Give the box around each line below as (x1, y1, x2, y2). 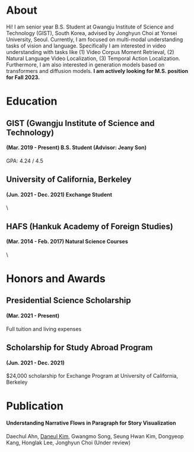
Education (6, 94, 58, 108)
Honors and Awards (6, 272, 106, 286)
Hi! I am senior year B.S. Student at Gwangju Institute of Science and (6, 23, 174, 30)
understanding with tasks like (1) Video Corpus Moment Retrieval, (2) (6, 48, 174, 55)
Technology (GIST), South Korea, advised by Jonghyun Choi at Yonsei (6, 29, 177, 36)
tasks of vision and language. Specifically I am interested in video (6, 42, 166, 49)
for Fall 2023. (6, 74, 40, 81)
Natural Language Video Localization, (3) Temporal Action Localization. (6, 55, 180, 62)
